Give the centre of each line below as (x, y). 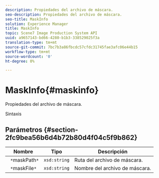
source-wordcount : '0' (29, 56)
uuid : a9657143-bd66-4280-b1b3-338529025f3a (52, 38)
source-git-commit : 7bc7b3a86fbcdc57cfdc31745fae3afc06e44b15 (71, 47)
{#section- (61, 130)
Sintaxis (13, 114)
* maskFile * (23, 168)
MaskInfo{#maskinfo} (52, 90)
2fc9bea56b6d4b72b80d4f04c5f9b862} (71, 138)
